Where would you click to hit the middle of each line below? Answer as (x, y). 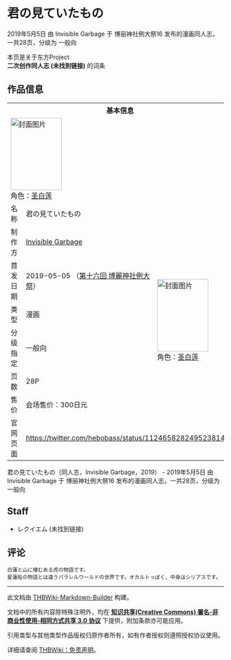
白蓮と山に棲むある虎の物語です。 (48, 570)
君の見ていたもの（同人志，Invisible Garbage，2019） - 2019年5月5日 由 (110, 472)
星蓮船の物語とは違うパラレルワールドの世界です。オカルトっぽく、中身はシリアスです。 (114, 577)
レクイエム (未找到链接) (50, 529)
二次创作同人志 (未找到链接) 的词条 (56, 65)
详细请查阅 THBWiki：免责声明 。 (53, 650)
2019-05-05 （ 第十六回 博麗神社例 (84, 275)
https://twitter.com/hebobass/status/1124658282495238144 (128, 438)
